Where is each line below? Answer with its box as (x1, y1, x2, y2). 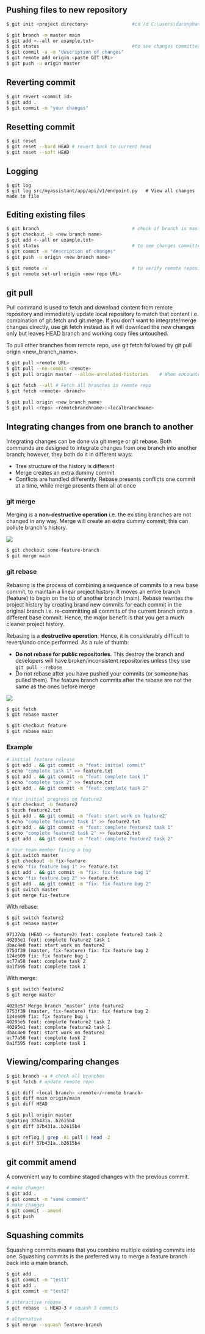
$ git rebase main (6, 729, 53, 735)
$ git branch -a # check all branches (6, 1073, 105, 1079)
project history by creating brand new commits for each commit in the (6, 600, 182, 608)
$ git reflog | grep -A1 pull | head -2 (6, 1134, 111, 1141)
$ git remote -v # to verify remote (6, 265, 182, 271)
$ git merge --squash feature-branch (6, 1321, 103, 1328)
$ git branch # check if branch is (6, 226, 187, 232)
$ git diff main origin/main (6, 1095, 81, 1101)
